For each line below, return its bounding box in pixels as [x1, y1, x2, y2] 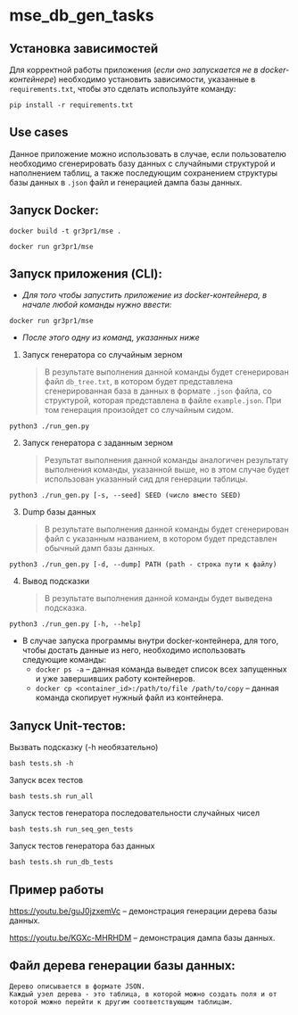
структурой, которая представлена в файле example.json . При [44, 395, 282, 406]
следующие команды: [21, 655, 107, 665]
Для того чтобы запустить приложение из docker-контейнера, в [21, 290, 268, 301]
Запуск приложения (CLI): [9, 267, 163, 282]
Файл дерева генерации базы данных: [9, 958, 236, 973]
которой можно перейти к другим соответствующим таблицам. [9, 997, 234, 1006]
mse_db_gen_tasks [9, 5, 154, 26]
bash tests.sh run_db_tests [9, 858, 114, 867]
